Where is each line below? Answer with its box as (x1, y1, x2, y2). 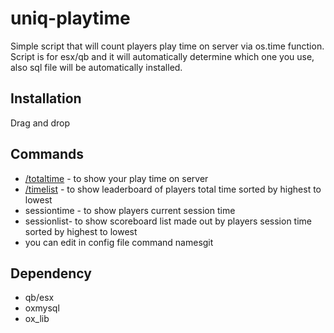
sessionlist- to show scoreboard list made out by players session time (24, 215, 312, 227)
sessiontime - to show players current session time (24, 204, 236, 216)
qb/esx (24, 292, 55, 304)
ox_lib (24, 313, 50, 325)
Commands (10, 146, 85, 163)
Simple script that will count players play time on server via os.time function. (10, 40, 325, 52)
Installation (10, 90, 82, 107)
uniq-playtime (10, 7, 131, 30)
